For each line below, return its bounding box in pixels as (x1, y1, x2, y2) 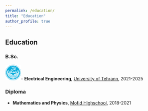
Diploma (5, 88, 26, 95)
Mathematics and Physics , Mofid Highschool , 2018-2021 (12, 99, 131, 105)
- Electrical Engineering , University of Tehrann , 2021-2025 (21, 76, 143, 82)
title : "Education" (5, 13, 46, 19)
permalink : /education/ (5, 8, 55, 13)
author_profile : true (5, 19, 51, 24)
